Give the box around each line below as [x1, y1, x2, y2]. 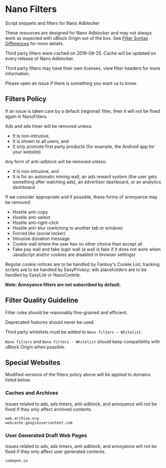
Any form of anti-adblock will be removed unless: [5, 158, 106, 164]
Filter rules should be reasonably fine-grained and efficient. [5, 309, 128, 315]
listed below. [5, 377, 31, 383]
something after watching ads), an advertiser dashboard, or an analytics [12, 179, 161, 185]
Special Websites [5, 358, 61, 367]
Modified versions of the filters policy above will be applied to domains [5, 372, 151, 378]
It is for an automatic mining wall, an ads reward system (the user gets [12, 173, 157, 179]
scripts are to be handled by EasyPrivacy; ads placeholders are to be [5, 267, 147, 273]
